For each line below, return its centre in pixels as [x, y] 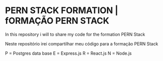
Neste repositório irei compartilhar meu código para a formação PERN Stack [82, 43]
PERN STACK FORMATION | [62, 10]
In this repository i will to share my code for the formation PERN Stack [75, 34]
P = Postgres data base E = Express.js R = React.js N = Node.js [68, 53]
